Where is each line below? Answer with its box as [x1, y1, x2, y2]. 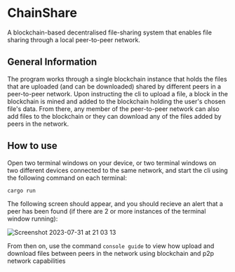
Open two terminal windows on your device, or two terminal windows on [7, 158, 217, 167]
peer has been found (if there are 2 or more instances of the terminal [7, 207, 206, 215]
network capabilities [7, 257, 66, 265]
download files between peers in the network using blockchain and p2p [7, 249, 215, 257]
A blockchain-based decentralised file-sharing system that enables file [7, 28, 213, 37]
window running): [7, 214, 58, 223]
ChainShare [7, 5, 77, 21]
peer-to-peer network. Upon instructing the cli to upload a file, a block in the [7, 89, 228, 98]
